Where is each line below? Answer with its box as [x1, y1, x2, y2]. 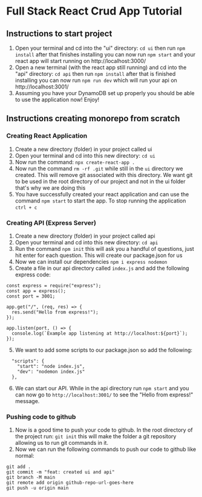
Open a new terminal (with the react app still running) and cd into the [15, 64, 187, 71]
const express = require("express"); [6, 282, 102, 289]
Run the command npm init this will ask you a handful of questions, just [15, 245, 195, 252]
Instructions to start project [6, 28, 112, 39]
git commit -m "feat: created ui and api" [6, 469, 115, 475]
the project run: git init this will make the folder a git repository [15, 433, 177, 440]
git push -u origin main [6, 485, 69, 492]
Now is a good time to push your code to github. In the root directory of [15, 426, 193, 434]
